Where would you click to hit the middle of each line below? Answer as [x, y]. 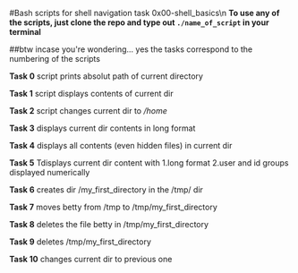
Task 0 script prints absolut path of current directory [106, 76]
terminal [26, 32]
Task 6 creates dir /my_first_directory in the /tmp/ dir [106, 190]
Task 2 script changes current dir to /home [89, 111]
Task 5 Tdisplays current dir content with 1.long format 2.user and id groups [149, 163]
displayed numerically [50, 172]
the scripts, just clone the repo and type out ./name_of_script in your [140, 22]
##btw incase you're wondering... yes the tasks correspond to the [131, 49]
